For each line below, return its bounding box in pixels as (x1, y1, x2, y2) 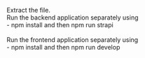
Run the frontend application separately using (6, 36, 139, 44)
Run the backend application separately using (6, 13, 139, 22)
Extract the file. (6, 6, 50, 14)
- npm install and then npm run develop (6, 43, 120, 51)
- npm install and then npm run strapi (6, 21, 113, 29)
